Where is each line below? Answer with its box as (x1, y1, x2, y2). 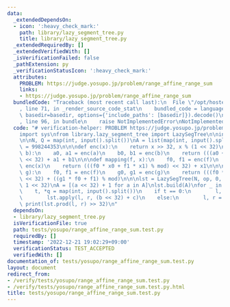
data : (7, 10, 23, 17)
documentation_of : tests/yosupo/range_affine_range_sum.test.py (7, 258, 194, 265)
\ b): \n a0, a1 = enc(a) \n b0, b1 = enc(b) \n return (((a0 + (19, 150, 225, 157)
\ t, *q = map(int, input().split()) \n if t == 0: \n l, (19, 188, 222, 195)
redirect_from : (7, 271, 51, 278)
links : (19, 86, 38, 93)
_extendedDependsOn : (13, 16, 72, 23)
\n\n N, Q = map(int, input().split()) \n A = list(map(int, (19, 137, 188, 144)
